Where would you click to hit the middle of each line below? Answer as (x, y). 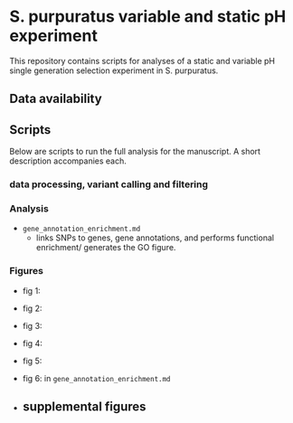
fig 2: (32, 308)
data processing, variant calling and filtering (109, 184)
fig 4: (32, 343)
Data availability (56, 99)
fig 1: (31, 290)
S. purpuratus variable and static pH (148, 17)
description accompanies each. (68, 161)
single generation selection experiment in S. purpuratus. (114, 70)
